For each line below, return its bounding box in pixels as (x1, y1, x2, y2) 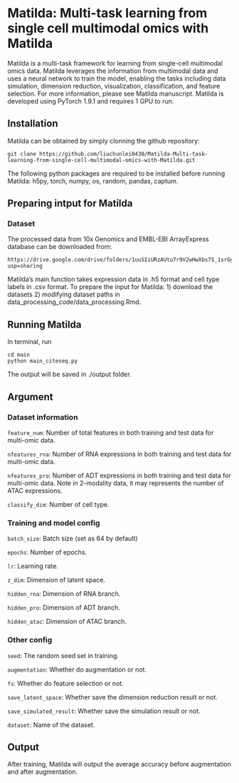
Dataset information (7, 412, 78, 422)
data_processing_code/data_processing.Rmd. (7, 298, 142, 306)
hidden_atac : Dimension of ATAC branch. (7, 617, 127, 626)
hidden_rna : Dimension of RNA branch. (7, 590, 121, 598)
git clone (7, 150, 37, 158)
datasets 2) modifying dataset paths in (7, 291, 121, 299)
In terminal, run (7, 338, 52, 346)
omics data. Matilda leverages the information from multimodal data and (7, 66, 218, 75)
